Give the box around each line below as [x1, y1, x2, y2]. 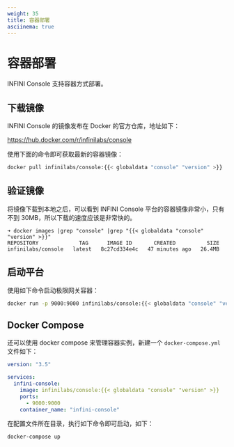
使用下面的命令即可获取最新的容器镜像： [7, 150, 123, 159]
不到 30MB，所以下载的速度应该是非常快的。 [7, 213, 136, 221]
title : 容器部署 [7, 17, 50, 24]
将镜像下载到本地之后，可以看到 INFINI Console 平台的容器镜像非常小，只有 [7, 205, 225, 213]
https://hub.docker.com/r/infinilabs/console [7, 136, 132, 144]
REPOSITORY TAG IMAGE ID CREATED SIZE [7, 240, 219, 246]
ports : [19, 393, 39, 400]
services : [7, 374, 36, 381]
